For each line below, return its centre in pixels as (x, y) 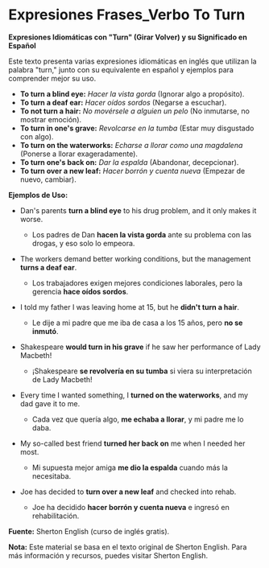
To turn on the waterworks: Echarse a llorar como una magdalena (131, 145)
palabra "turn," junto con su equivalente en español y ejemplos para (121, 69)
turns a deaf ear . (48, 267)
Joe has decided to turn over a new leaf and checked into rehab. (128, 492)
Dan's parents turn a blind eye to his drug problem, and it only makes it (138, 210)
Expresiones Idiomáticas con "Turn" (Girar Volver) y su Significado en (128, 37)
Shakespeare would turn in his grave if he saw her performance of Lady (140, 347)
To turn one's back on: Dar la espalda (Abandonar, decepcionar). (129, 162)
